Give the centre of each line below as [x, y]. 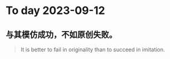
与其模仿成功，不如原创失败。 [61, 34]
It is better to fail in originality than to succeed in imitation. [93, 50]
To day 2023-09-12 [55, 11]
